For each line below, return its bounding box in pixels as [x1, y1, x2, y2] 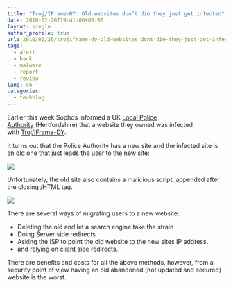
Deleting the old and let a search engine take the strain [17, 223, 174, 231]
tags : [7, 42, 23, 49]
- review [13, 74, 39, 82]
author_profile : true [7, 29, 70, 37]
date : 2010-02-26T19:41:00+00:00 [7, 17, 104, 24]
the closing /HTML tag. [7, 183, 73, 191]
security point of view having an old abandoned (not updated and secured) [7, 265, 222, 274]
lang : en [7, 81, 33, 88]
